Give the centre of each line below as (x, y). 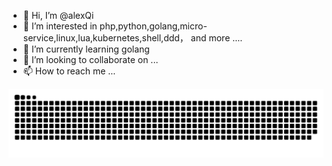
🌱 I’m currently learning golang (86, 49)
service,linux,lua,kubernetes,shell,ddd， (105, 38)
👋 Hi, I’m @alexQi (58, 15)
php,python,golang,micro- (153, 26)
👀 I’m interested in (60, 26)
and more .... (216, 38)
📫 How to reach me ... (69, 71)
